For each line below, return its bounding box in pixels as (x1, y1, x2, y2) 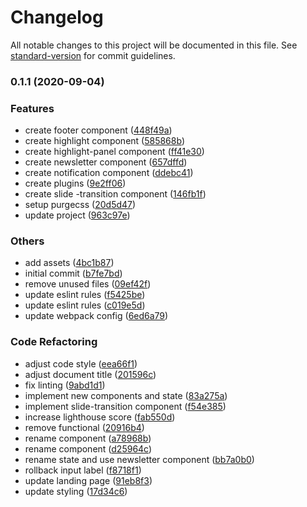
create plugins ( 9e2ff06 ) (24, 177, 127, 190)
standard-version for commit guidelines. (10, 49, 176, 61)
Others (10, 234, 45, 248)
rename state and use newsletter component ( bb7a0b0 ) (24, 453, 255, 465)
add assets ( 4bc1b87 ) (24, 257, 115, 269)
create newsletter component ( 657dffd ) (24, 156, 188, 168)
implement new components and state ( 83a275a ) (24, 389, 228, 401)
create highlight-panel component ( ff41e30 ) (24, 146, 205, 158)
